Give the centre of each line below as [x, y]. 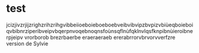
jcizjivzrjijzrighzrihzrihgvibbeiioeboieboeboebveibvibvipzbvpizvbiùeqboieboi [100, 25]
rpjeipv [15, 37]
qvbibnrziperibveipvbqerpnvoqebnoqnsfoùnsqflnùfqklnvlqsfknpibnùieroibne [99, 31]
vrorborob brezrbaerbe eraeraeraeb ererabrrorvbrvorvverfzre [100, 37]
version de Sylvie [27, 44]
